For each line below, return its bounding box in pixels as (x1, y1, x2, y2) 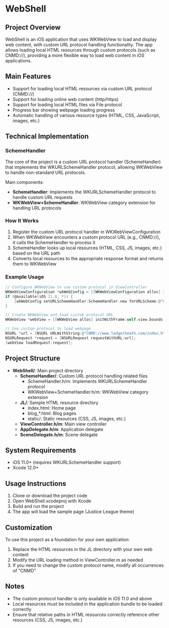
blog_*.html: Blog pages (27, 410, 76, 416)
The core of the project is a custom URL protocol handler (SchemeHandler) (5, 159, 161, 165)
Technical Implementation (5, 132, 89, 141)
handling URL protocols (12, 204, 61, 211)
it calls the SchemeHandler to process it (12, 239, 96, 245)
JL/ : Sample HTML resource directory (20, 399, 99, 405)
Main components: (5, 179, 44, 185)
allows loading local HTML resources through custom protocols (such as (5, 47, 156, 53)
